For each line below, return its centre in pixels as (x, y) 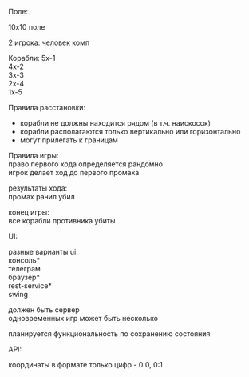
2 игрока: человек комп (49, 42)
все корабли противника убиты (62, 221)
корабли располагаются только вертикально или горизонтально (130, 132)
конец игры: (29, 212)
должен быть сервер (44, 310)
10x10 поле (27, 27)
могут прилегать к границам (69, 140)
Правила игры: (34, 156)
